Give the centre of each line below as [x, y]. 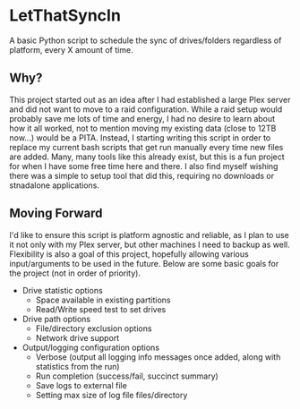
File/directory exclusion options [94, 328]
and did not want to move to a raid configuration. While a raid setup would [146, 109]
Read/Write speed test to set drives [101, 309]
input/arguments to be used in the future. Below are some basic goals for [144, 263]
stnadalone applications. [55, 185]
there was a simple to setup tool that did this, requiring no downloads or [142, 175]
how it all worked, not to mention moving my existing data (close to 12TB [143, 128]
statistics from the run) [77, 366]
